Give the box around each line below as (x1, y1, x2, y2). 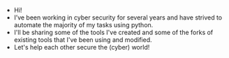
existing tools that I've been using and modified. (13, 36, 152, 44)
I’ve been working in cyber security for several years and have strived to (13, 13, 223, 22)
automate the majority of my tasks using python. (13, 21, 154, 29)
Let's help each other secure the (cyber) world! (13, 43, 150, 51)
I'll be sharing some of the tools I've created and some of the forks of (13, 28, 214, 36)
